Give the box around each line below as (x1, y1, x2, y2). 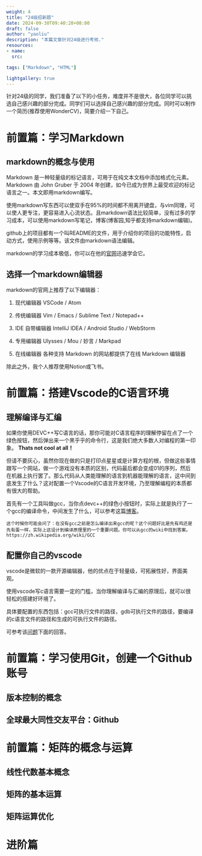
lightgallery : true (6, 75, 55, 81)
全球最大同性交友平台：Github (6, 715, 119, 725)
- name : (6, 48, 26, 54)
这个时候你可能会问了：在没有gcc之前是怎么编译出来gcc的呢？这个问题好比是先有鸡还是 (6, 521, 192, 527)
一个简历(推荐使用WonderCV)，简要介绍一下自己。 (6, 108, 132, 115)
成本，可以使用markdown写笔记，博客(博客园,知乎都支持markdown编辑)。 (11, 217, 196, 224)
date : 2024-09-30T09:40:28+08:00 (6, 20, 90, 26)
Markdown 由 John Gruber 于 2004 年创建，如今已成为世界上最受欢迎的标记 (6, 181, 195, 188)
